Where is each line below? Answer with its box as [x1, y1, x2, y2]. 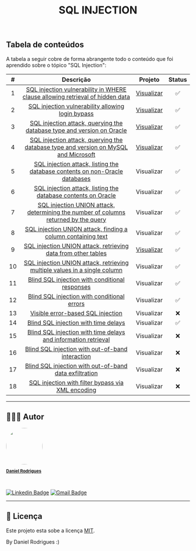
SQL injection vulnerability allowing [28, 102, 124, 110]
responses [62, 283, 91, 291]
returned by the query [46, 215, 107, 223]
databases [62, 174, 91, 182]
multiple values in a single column [30, 266, 123, 274]
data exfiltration [54, 369, 98, 377]
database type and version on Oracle [25, 126, 127, 135]
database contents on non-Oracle [29, 167, 124, 175]
